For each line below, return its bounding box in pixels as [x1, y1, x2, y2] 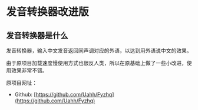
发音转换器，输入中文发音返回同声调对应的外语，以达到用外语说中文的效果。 [6, 47, 192, 54]
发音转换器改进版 [6, 5, 90, 19]
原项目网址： [6, 80, 37, 86]
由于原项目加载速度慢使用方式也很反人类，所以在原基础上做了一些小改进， [6, 60, 187, 66]
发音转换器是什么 [6, 30, 68, 40]
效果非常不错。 [11, 67, 48, 74]
